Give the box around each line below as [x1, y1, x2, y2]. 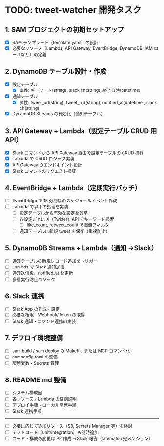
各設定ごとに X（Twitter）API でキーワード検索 [19, 216, 114, 222]
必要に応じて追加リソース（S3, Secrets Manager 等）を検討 [12, 423, 133, 429]
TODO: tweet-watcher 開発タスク [5, 4, 142, 16]
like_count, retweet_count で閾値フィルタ [26, 222, 110, 228]
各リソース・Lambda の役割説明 [12, 396, 77, 401]
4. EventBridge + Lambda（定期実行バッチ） [5, 184, 142, 192]
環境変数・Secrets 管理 [12, 360, 59, 366]
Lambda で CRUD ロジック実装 [12, 156, 75, 162]
